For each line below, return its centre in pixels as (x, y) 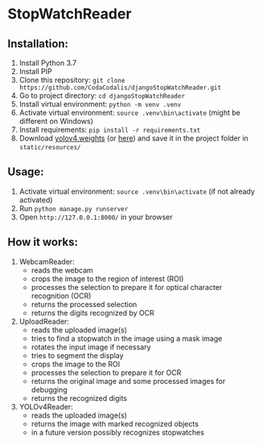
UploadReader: (44, 321)
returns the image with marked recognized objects (115, 423)
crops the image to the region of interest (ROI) (107, 279)
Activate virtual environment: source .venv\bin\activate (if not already (137, 191)
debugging (49, 390)
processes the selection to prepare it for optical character (127, 287)
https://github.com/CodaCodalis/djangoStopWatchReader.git (120, 88)
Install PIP (36, 71)
